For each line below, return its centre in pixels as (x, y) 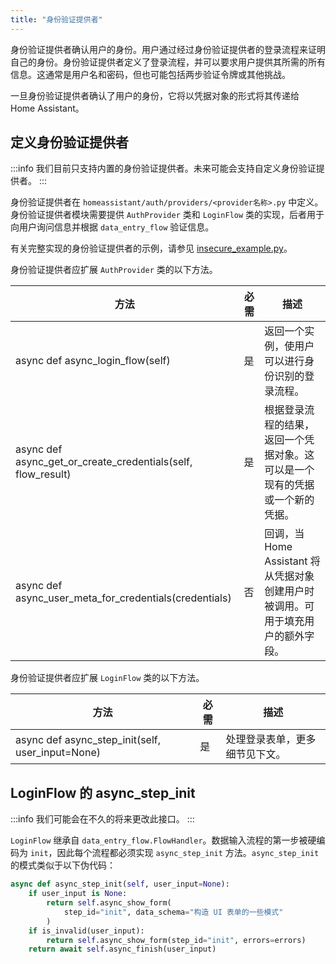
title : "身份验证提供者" (56, 19)
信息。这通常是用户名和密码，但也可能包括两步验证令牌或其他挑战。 (150, 74)
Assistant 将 (292, 561)
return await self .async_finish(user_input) (122, 949)
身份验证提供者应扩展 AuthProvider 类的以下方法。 (114, 270)
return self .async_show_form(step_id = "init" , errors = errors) (176, 940)
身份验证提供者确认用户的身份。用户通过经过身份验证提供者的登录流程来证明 (168, 49)
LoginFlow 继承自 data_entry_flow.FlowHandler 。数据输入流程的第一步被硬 (163, 840)
